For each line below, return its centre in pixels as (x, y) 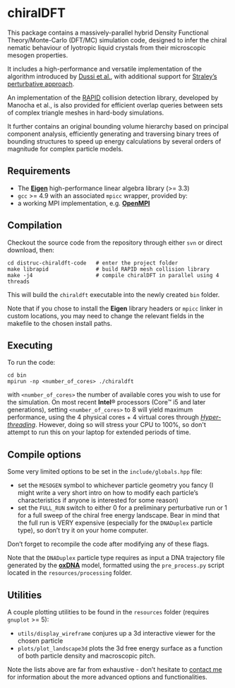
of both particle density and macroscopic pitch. (86, 656)
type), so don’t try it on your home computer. (83, 530)
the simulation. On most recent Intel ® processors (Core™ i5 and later (107, 402)
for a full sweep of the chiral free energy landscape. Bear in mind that (119, 515)
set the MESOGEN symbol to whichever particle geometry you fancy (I (115, 485)
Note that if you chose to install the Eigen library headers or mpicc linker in (115, 308)
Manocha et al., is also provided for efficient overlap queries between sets (115, 105)
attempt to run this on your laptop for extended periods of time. (99, 432)
